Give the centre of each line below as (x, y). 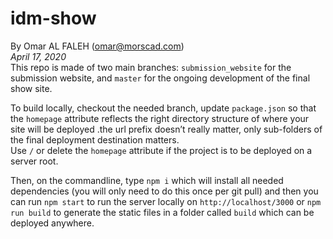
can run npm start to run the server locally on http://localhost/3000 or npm (166, 201)
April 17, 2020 (38, 56)
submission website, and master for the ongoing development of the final (160, 78)
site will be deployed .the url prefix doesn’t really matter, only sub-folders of (166, 129)
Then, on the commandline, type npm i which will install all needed (147, 180)
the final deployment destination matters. (95, 139)
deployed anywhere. (52, 223)
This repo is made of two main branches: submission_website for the (151, 67)
